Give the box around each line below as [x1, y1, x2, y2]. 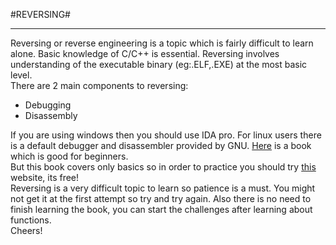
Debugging [24, 99, 72, 111]
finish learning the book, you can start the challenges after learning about [10, 204, 313, 215]
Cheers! [10, 225, 43, 236]
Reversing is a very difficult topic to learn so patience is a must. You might [10, 182, 316, 194]
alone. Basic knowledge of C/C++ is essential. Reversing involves [10, 48, 280, 59]
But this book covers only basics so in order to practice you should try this [10, 161, 317, 173]
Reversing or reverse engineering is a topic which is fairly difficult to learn [10, 37, 314, 49]
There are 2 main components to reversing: [10, 80, 189, 91]
